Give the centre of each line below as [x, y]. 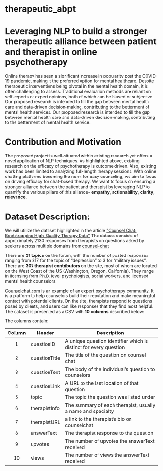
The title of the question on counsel [106, 355]
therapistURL [46, 422]
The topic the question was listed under [110, 397]
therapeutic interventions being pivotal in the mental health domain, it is [76, 86]
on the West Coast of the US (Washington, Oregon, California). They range [80, 271]
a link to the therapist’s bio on [98, 419]
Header [45, 333]
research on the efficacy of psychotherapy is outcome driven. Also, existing [81, 166]
